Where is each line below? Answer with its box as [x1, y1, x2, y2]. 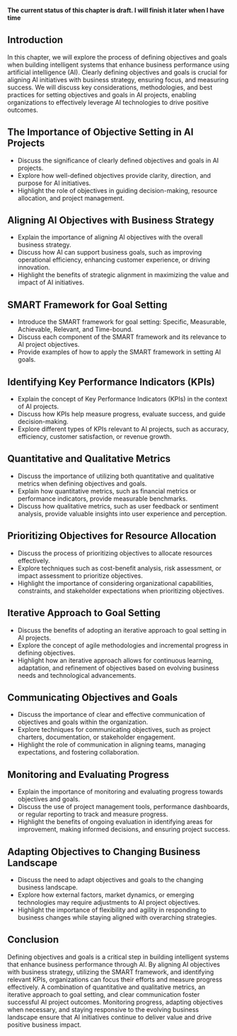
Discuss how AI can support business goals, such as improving [17, 248, 202, 257]
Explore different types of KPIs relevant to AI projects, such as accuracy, [17, 425, 229, 433]
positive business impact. [7, 1020, 82, 1029]
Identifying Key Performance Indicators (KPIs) [7, 376, 216, 388]
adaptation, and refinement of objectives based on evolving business [17, 663, 219, 672]
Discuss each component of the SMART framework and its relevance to [17, 333, 226, 341]
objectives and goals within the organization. [17, 718, 149, 726]
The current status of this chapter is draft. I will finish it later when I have [7, 6, 225, 14]
